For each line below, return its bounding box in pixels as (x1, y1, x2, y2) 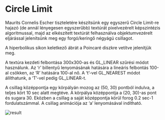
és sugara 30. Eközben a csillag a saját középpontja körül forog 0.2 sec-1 (5, 95, 154, 101)
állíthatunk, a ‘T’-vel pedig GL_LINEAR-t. (5, 75, 87, 81)
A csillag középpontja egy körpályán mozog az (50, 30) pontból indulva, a (5, 84, 155, 90)
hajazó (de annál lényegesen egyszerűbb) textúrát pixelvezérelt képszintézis (5, 24, 161, 30)
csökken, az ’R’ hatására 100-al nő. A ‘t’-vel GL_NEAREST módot (9, 70, 140, 75)
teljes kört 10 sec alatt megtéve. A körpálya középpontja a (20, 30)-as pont (5, 90, 157, 96)
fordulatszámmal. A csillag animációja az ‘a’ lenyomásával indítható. (5, 100, 142, 106)
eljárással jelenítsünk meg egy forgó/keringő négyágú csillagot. (5, 35, 134, 41)
